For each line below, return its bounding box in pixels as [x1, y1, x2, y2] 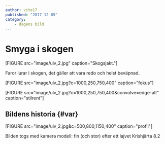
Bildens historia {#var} [5, 110, 79, 118]
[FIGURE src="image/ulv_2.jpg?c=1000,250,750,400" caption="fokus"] [5, 80, 154, 86]
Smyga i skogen [5, 44, 74, 55]
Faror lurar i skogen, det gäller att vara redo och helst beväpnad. [5, 70, 140, 76]
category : [5, 17, 26, 22]
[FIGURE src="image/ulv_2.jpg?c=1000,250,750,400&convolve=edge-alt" [5, 90, 159, 96]
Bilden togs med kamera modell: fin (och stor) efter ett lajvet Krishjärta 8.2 [5, 133, 160, 139]
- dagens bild [14, 21, 44, 27]
